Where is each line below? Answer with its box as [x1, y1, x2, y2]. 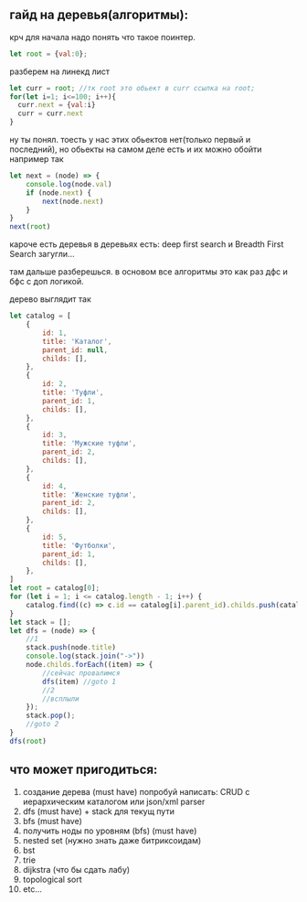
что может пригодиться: [9, 762, 158, 778]
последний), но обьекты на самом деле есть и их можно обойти [9, 144, 262, 155]
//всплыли [42, 694, 79, 703]
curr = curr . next [17, 109, 84, 118]
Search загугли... [9, 249, 75, 260]
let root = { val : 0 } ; [9, 49, 89, 59]
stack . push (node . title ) [26, 643, 117, 652]
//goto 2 [26, 720, 59, 729]
